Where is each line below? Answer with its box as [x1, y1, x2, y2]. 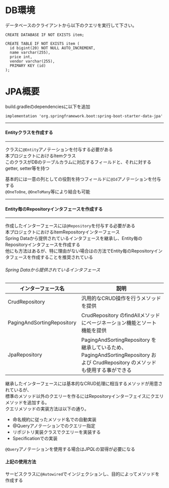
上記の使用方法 [5, 459, 36, 465]
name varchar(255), [10, 50, 51, 55]
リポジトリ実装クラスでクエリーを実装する [12, 429, 101, 435]
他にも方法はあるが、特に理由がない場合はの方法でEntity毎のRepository [5, 248, 154, 254]
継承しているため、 [81, 344, 127, 351]
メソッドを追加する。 [5, 399, 49, 406]
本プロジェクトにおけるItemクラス [5, 153, 76, 159]
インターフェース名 [19, 285, 65, 292]
